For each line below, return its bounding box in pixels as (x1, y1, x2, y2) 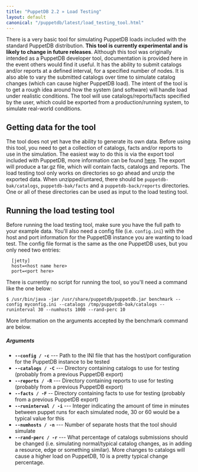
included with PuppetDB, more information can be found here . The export (6, 157, 186, 164)
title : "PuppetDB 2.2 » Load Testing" (6, 8, 102, 15)
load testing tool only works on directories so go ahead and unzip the (6, 169, 175, 176)
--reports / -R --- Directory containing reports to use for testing (14, 377, 174, 384)
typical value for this (14, 415, 65, 422)
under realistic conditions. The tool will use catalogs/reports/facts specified (6, 92, 190, 99)
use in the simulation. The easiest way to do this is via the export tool (6, 150, 174, 158)
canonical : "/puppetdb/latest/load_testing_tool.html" (6, 20, 144, 25)
